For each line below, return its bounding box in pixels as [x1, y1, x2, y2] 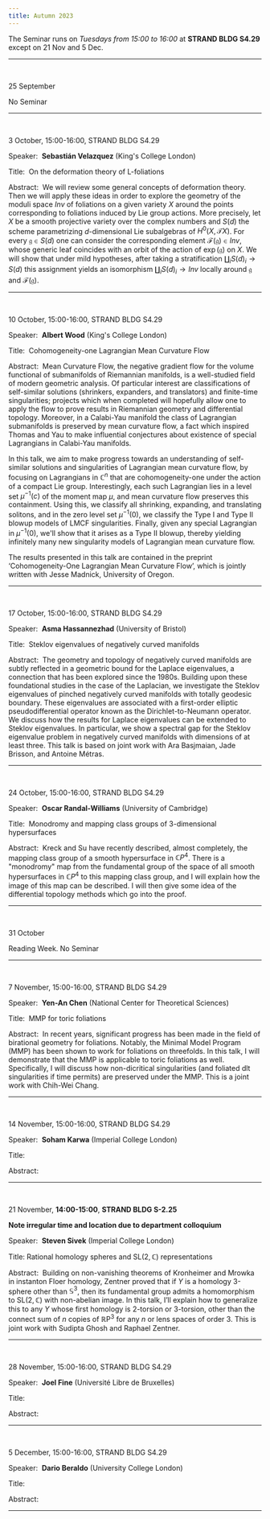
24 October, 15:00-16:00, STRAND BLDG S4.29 [8, 788, 165, 797]
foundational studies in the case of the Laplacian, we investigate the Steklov [8, 681, 260, 690]
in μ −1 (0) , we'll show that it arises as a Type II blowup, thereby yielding [8, 526, 241, 537]
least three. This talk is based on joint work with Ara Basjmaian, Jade [8, 740, 236, 750]
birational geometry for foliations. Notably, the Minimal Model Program [8, 1037, 241, 1047]
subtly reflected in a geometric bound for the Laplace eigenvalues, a [8, 663, 235, 673]
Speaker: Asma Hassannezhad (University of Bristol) [8, 624, 187, 633]
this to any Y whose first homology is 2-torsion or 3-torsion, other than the [8, 1304, 256, 1314]
